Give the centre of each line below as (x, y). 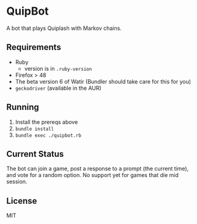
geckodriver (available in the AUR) (58, 88)
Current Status (35, 154)
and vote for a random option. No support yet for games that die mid (92, 175)
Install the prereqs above (46, 122)
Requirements (34, 47)
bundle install (35, 129)
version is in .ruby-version (58, 68)
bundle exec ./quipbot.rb (48, 135)
